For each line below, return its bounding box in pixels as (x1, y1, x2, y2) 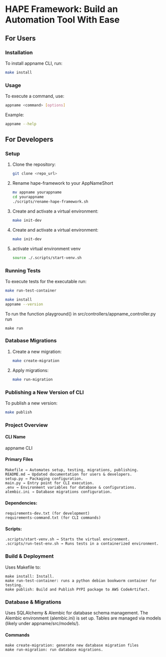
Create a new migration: (12, 348, 62, 354)
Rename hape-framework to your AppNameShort (12, 180, 113, 186)
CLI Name (5, 434, 26, 440)
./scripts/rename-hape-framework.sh (12, 199, 88, 204)
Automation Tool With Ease (5, 14, 120, 25)
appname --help (5, 121, 37, 126)
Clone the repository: (12, 161, 56, 168)
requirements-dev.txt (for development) (5, 511, 90, 516)
